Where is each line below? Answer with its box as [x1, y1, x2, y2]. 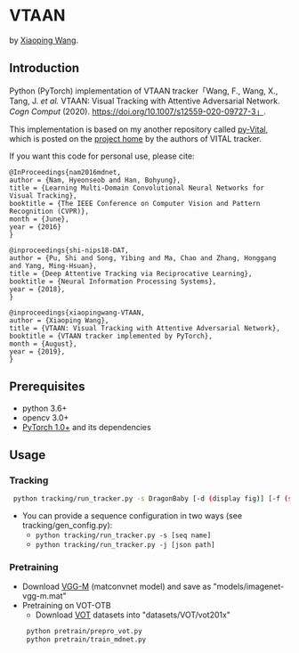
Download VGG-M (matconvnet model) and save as [21, 581, 212, 592]
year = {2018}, [9, 284, 66, 294]
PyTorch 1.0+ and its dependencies [21, 421, 151, 432]
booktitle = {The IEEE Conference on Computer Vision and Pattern [9, 199, 261, 208]
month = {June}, [9, 215, 69, 224]
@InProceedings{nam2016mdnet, [9, 167, 122, 176]
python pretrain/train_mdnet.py [26, 635, 147, 644]
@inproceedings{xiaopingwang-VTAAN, [9, 308, 145, 317]
